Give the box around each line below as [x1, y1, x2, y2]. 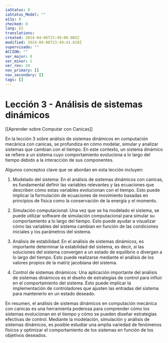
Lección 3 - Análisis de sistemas [5, 99, 143, 110]
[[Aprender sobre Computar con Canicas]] [5, 126, 93, 132]
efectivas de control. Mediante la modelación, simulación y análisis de [5, 316, 150, 322]
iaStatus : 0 [5, 7, 30, 13]
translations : [5, 31, 35, 36]
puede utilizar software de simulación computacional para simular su [12, 212, 155, 218]
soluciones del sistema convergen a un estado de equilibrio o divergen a [12, 249, 162, 255]
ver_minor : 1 [5, 59, 33, 64]
